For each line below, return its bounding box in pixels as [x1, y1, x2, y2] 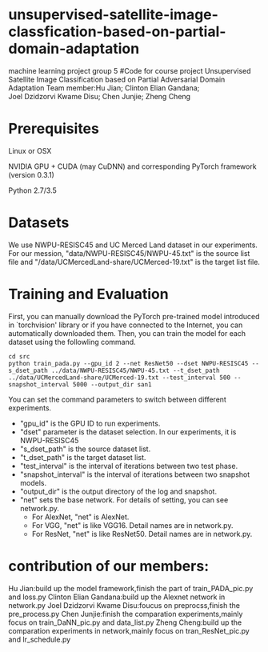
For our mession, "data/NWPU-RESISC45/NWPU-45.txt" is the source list [8, 248, 250, 258]
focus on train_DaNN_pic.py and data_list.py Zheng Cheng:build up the [8, 618, 242, 627]
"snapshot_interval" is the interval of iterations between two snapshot [19, 470, 250, 479]
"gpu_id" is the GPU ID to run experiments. [19, 418, 161, 428]
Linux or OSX [8, 146, 52, 155]
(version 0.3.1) [8, 170, 54, 179]
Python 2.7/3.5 [8, 186, 58, 195]
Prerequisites [8, 120, 100, 138]
